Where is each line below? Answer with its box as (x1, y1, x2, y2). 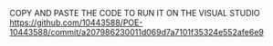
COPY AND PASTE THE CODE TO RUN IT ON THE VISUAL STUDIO (9, 8, 260, 18)
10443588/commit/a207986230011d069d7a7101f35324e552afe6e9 (9, 27, 265, 37)
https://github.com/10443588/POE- (9, 17, 143, 28)
